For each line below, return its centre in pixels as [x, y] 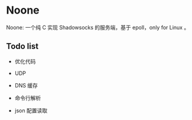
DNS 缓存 [26, 85]
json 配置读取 [31, 111]
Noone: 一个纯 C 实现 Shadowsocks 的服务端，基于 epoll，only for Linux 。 [98, 27]
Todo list [22, 46]
